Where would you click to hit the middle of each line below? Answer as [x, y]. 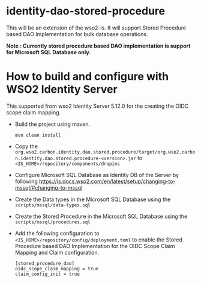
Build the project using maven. [52, 124]
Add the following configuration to [57, 233]
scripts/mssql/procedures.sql [53, 222]
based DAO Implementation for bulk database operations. [77, 34]
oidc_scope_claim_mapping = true [57, 269]
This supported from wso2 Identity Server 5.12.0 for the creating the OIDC [97, 106]
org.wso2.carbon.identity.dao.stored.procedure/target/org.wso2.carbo [105, 152]
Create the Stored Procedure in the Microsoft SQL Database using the [101, 216]
